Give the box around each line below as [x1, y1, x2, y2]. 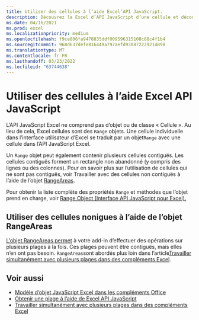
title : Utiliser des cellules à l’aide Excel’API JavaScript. [6, 8, 163, 15]
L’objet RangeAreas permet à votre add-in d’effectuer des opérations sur [6, 237, 183, 244]
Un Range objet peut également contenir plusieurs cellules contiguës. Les [6, 152, 184, 159]
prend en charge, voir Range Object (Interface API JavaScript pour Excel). [6, 195, 187, 202]
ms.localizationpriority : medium [6, 31, 89, 37]
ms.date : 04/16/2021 [6, 20, 57, 25]
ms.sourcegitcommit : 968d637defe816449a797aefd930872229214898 [6, 42, 166, 48]
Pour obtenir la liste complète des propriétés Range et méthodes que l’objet [6, 188, 188, 196]
